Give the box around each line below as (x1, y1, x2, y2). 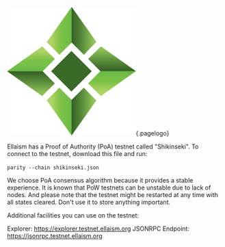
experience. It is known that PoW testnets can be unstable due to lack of (7, 183, 211, 192)
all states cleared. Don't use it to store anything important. (7, 198, 171, 206)
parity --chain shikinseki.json (7, 164, 99, 171)
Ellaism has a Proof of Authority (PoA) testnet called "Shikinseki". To (7, 142, 199, 151)
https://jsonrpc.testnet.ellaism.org (7, 232, 103, 239)
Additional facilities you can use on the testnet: (7, 211, 139, 219)
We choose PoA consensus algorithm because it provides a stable (7, 177, 194, 184)
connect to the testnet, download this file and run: (7, 150, 148, 157)
